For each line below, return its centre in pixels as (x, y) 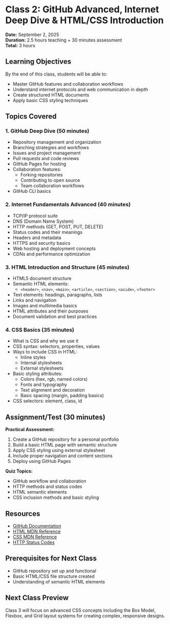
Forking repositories (41, 175)
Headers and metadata (37, 238)
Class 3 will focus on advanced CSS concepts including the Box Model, (81, 610)
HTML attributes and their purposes (50, 311)
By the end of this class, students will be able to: (56, 74)
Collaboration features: (37, 169)
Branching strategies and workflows (51, 148)
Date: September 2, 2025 (32, 34)
